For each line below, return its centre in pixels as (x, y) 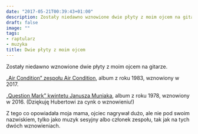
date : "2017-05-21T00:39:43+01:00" (50, 11)
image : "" (18, 28)
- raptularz (21, 39)
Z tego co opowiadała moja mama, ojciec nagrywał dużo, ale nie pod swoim (98, 113)
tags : (13, 33)
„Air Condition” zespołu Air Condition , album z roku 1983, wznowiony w (93, 78)
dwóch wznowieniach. (33, 125)
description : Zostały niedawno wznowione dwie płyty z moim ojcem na (93, 17)
